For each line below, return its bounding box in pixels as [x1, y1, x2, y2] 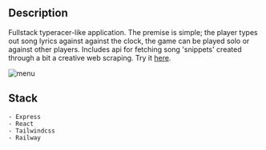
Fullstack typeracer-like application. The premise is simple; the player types [8, 27, 258, 37]
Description [8, 6, 68, 20]
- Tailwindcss [8, 127, 56, 135]
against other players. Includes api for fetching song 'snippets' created [8, 44, 242, 54]
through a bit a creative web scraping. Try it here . [8, 53, 171, 62]
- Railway [8, 133, 42, 142]
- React [8, 120, 34, 128]
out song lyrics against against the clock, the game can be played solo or [8, 36, 250, 45]
